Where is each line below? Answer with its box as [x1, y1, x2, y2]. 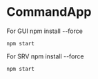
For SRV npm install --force [6, 52, 84, 60]
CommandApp [6, 4, 92, 20]
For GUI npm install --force [6, 27, 84, 35]
